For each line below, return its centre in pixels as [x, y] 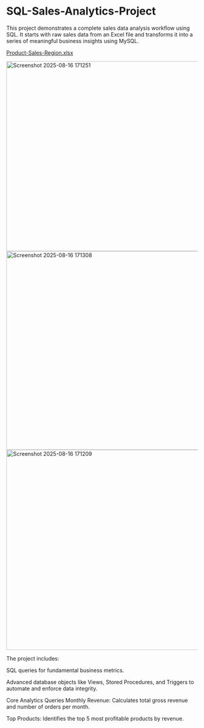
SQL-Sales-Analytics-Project [81, 11]
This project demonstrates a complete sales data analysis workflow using [98, 28]
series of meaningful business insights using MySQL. [73, 41]
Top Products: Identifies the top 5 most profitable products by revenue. [95, 718]
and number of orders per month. [48, 707]
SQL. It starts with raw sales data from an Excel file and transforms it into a [100, 34]
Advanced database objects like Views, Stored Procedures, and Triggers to [100, 682]
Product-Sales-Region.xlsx [40, 52]
